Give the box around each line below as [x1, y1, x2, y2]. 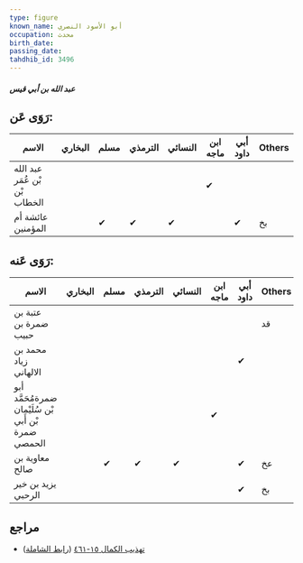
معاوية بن [14, 452, 50, 465]
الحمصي [14, 437, 47, 449]
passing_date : [9, 47, 63, 56]
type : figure [9, 13, 59, 23]
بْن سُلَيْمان [14, 403, 54, 416]
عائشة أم [14, 211, 49, 224]
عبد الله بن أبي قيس [9, 83, 76, 94]
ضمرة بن [14, 318, 49, 330]
